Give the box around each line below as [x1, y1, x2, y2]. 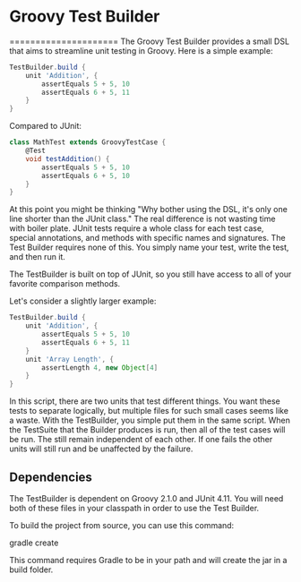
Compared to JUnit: [9, 121, 82, 132]
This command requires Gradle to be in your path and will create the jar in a [9, 555, 288, 565]
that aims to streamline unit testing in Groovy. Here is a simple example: [9, 45, 273, 56]
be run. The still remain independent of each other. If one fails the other [9, 434, 273, 445]
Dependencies [9, 469, 92, 484]
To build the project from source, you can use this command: [9, 520, 235, 530]
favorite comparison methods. [9, 278, 121, 289]
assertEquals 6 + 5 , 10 [41, 171, 130, 180]
